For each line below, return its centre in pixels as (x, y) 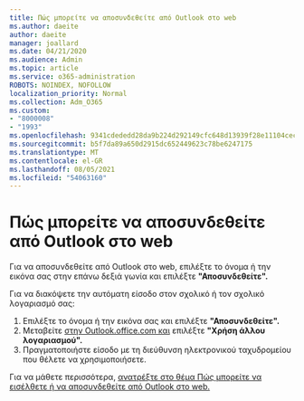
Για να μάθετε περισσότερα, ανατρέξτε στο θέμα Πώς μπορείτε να (136, 377)
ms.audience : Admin (46, 60)
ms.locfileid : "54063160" (58, 177)
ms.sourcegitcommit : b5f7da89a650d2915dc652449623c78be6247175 (131, 144)
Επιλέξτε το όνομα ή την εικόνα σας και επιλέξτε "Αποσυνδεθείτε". (151, 321)
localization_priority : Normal (68, 93)
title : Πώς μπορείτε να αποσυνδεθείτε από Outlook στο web (123, 18)
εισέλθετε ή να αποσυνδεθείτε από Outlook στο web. (110, 387)
